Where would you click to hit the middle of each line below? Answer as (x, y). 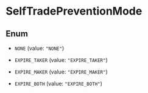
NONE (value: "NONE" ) (39, 48)
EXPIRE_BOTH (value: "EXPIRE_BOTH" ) (58, 84)
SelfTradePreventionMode (74, 11)
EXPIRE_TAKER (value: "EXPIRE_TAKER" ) (61, 60)
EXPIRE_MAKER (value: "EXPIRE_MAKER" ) (61, 72)
